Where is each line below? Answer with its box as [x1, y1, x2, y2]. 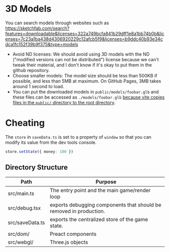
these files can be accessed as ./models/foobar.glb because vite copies [12, 94, 165, 100]
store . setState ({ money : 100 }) [5, 149, 73, 154]
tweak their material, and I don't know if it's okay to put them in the [12, 62, 152, 68]
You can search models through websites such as [5, 20, 109, 26]
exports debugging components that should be [50, 201, 162, 208]
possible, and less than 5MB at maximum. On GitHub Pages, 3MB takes [12, 78, 161, 84]
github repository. [12, 67, 50, 73]
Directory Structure [5, 163, 68, 172]
